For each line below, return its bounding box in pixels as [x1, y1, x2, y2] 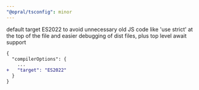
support [6, 38, 26, 46]
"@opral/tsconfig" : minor [6, 9, 72, 15]
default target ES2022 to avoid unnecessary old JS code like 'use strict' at [6, 26, 194, 33]
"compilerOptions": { [12, 56, 67, 62]
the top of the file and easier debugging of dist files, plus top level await [6, 32, 187, 40]
